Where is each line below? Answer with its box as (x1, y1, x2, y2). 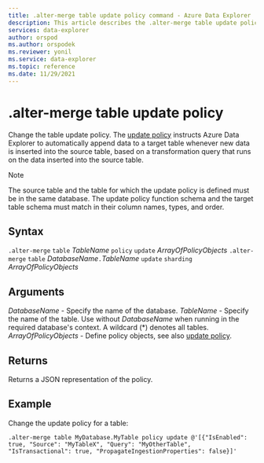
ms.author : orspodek (8, 41, 76, 49)
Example (8, 398, 52, 411)
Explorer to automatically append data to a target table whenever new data (8, 138, 250, 148)
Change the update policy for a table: (8, 418, 129, 428)
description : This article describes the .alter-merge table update (8, 19, 237, 27)
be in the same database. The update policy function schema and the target (8, 193, 254, 203)
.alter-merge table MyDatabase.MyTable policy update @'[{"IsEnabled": (8, 433, 247, 441)
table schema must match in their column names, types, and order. (8, 202, 225, 211)
